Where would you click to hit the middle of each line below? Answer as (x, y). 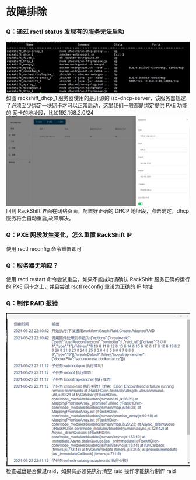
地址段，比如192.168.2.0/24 (61, 112)
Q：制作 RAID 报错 (32, 303)
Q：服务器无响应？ (32, 265)
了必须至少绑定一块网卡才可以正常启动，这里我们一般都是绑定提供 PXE (91, 105)
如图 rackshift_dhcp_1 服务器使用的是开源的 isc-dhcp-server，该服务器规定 (96, 98)
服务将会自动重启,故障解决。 (40, 218)
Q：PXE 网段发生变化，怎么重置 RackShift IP (69, 235)
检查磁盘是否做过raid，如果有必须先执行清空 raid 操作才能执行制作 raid (91, 471)
